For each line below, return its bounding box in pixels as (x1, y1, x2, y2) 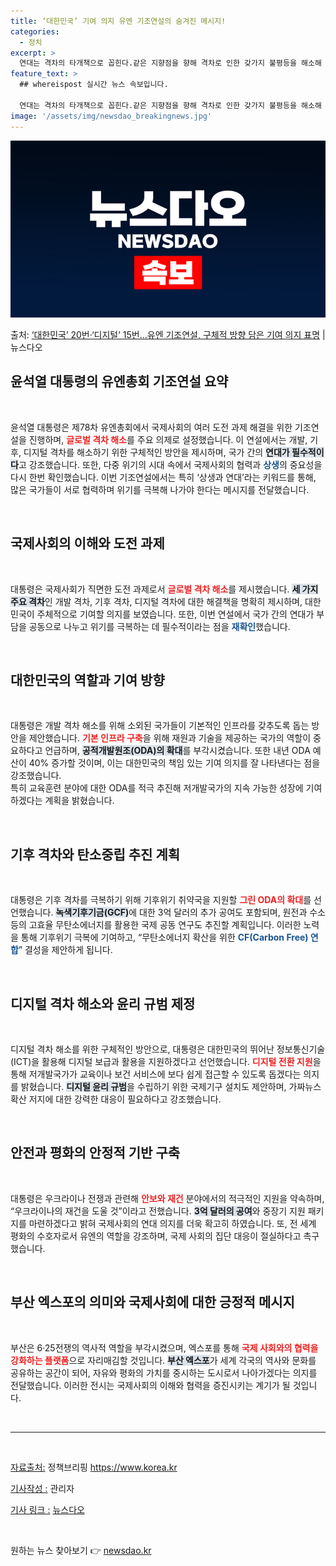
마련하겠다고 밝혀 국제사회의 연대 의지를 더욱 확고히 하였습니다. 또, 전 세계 (28, 1217, 317, 1229)
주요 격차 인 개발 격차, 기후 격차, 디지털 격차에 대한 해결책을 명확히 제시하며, (10, 595, 303, 607)
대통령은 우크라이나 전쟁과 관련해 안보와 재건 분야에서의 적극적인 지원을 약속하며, (10, 1192, 325, 1204)
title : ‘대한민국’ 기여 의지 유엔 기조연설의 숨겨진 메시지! (10, 16, 227, 26)
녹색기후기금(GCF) (55, 906, 130, 919)
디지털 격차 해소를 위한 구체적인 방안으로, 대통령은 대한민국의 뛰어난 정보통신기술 (10, 1043, 326, 1055)
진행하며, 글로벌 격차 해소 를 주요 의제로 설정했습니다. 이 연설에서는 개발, (28, 433, 308, 445)
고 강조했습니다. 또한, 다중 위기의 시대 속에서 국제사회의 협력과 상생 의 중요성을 (18, 458, 323, 470)
